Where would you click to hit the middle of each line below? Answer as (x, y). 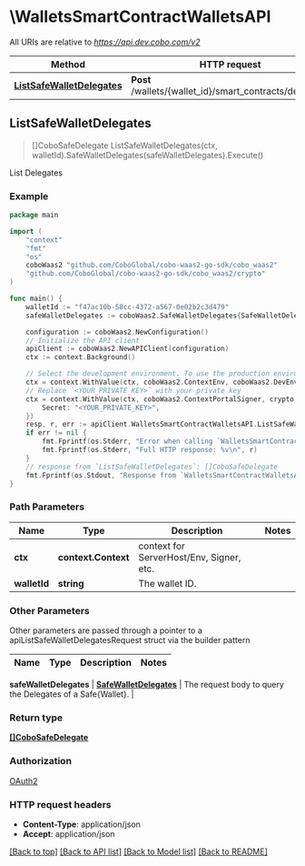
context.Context (93, 557)
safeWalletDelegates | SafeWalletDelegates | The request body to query (147, 685)
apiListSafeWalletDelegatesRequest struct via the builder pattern (130, 640)
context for (162, 546)
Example (29, 196)
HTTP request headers (60, 804)
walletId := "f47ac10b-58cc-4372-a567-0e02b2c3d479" (128, 307)
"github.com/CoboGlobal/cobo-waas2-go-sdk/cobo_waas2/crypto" (146, 274)
